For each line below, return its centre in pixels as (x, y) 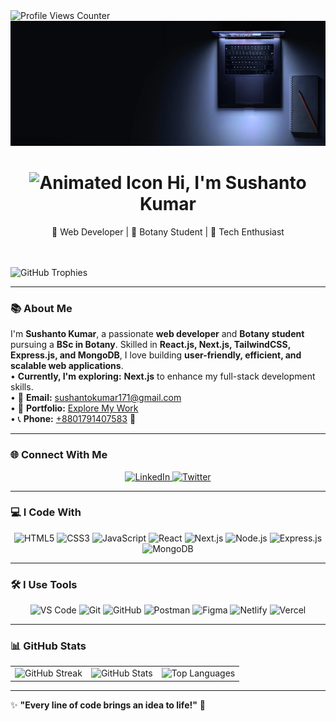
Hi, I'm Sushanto (236, 183)
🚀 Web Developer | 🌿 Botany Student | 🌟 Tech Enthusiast (168, 231)
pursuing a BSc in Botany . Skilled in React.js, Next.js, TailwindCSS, (150, 345)
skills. (22, 387)
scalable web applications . (67, 366)
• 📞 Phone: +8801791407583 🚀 (73, 419)
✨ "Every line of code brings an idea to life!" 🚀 (108, 705)
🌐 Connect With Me (59, 455)
